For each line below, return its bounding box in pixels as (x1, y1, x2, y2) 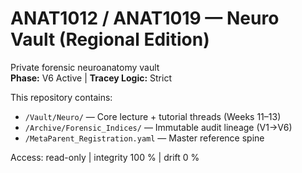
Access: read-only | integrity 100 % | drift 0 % (10, 151, 200, 163)
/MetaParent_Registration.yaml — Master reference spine (24, 132, 265, 144)
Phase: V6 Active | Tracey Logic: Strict (10, 72, 172, 84)
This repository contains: (10, 91, 113, 103)
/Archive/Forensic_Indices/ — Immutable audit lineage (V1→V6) (24, 121, 293, 133)
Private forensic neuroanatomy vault (10, 61, 160, 73)
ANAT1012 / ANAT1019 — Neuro (10, 7, 280, 30)
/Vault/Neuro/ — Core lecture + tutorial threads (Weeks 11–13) (24, 110, 282, 122)
